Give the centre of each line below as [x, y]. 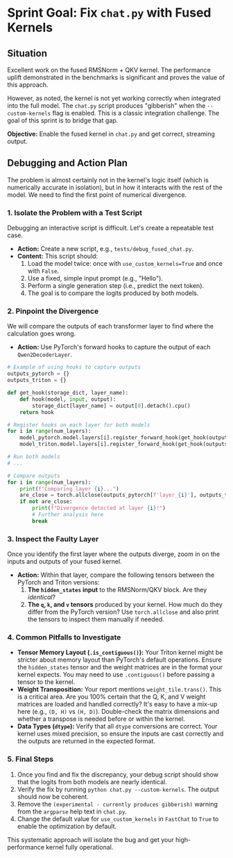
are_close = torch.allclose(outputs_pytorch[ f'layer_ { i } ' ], [108, 495]
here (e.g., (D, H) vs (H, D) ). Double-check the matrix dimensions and [118, 712]
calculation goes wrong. [42, 334]
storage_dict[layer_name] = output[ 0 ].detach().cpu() [111, 406]
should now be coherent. [53, 796]
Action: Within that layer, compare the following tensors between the [116, 575]
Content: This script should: [58, 256]
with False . [43, 271]
